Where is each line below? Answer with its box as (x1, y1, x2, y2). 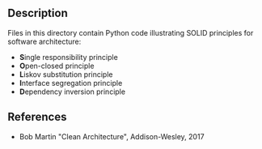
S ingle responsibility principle (19, 52, 118, 62)
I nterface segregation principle (19, 78, 123, 87)
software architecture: (7, 36, 82, 46)
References (7, 110, 67, 124)
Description (7, 6, 68, 20)
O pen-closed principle (19, 61, 95, 70)
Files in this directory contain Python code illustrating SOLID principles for (7, 28, 254, 37)
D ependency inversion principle (19, 87, 126, 96)
